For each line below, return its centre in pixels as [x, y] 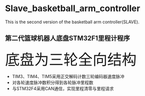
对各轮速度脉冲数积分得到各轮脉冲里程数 [53, 82]
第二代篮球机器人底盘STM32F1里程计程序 [68, 39]
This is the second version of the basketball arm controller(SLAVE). [72, 22]
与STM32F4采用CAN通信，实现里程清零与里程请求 [63, 88]
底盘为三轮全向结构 [71, 59]
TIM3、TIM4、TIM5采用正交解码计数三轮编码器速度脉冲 [68, 76]
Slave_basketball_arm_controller [72, 8]
